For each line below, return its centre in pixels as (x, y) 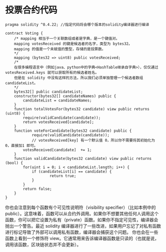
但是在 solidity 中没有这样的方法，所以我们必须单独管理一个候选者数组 (79, 78)
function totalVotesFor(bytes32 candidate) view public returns (82, 109)
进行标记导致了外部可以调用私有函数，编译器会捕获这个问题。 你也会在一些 (82, 232)
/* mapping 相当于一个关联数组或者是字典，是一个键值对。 (67, 38)
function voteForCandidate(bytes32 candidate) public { (73, 131)
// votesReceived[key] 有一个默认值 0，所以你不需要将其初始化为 (93, 140)
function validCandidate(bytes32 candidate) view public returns (83, 158)
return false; (37, 189)
